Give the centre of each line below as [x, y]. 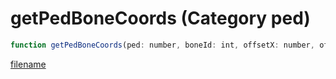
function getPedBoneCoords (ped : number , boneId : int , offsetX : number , [162, 45]
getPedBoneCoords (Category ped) [160, 18]
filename [28, 64]
